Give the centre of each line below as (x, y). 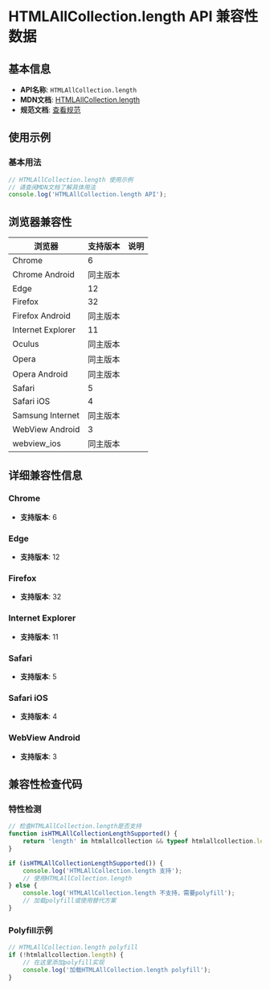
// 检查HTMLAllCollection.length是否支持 (75, 826)
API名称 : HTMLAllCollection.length (78, 90)
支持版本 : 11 (39, 637)
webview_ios (37, 443)
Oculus (26, 344)
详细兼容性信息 (45, 475)
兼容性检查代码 (45, 784)
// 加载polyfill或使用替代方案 (70, 901)
